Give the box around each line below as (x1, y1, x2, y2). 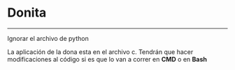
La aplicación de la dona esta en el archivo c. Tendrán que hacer (7, 47, 194, 56)
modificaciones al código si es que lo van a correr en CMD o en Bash (7, 55, 208, 63)
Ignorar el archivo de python (7, 34, 89, 42)
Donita (7, 5, 47, 21)
